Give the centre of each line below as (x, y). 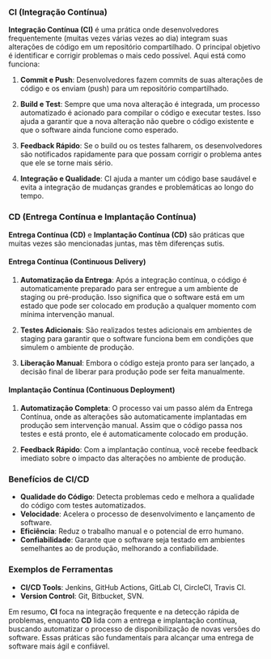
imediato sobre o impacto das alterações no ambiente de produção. (133, 458)
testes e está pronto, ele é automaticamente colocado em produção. (134, 434)
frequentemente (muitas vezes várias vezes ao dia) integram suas (118, 38)
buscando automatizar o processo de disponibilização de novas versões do (134, 629)
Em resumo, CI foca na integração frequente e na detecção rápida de (124, 611)
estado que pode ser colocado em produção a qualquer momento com (138, 306)
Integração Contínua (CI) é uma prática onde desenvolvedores (114, 30)
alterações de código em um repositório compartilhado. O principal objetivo (134, 47)
